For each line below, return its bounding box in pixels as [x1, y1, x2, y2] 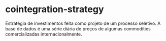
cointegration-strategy [5, 4, 104, 15]
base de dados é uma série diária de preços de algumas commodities [5, 25, 151, 31]
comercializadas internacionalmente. [5, 31, 82, 37]
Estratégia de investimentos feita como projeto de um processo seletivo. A [5, 20, 161, 26]
